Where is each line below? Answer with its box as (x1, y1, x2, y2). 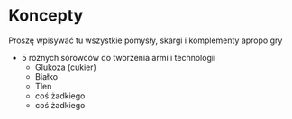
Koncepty (8, 5, 84, 26)
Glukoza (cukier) (34, 62, 96, 72)
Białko (34, 71, 59, 81)
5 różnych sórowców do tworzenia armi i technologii (21, 52, 216, 63)
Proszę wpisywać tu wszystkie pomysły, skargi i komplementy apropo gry (8, 35, 283, 46)
